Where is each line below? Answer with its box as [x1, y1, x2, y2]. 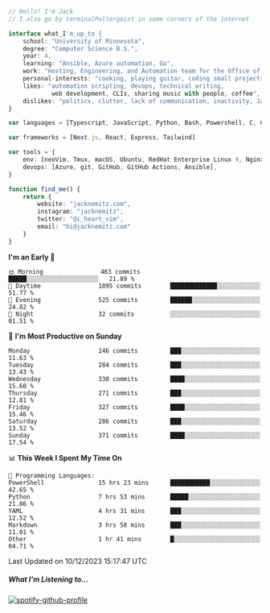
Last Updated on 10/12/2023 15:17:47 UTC [8, 556, 147, 565]
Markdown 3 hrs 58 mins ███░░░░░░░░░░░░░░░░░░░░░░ [8, 520, 261, 529]
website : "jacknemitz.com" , [37, 200, 131, 209]
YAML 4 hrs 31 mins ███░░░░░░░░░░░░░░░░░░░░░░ [8, 507, 261, 515]
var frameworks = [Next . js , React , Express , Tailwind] [8, 134, 196, 142]
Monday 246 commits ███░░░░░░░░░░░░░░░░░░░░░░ [8, 346, 261, 354]
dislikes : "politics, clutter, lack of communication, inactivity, [22, 97, 253, 105]
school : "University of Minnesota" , [22, 37, 146, 45]
